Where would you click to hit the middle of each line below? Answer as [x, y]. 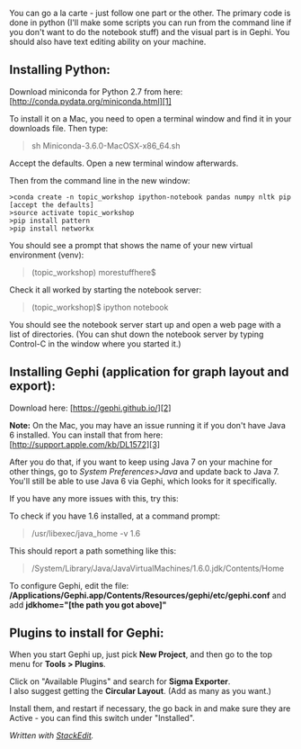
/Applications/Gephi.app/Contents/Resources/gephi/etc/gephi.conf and [148, 595]
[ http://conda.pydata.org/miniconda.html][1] [91, 101]
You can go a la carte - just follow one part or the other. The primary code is [150, 13]
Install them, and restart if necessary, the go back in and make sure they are [150, 708]
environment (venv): [47, 255]
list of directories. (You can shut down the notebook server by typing [137, 334]
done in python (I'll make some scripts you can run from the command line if [150, 23]
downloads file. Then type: [59, 128]
